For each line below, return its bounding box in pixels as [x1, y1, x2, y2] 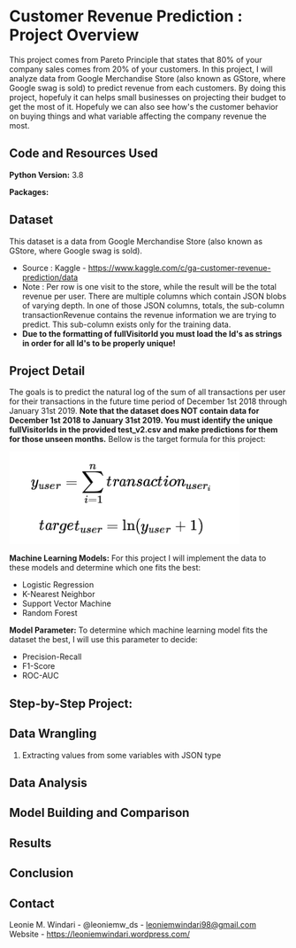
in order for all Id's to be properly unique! [21, 338, 176, 348]
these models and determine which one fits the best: [9, 563, 201, 573]
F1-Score [21, 661, 56, 672]
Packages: [9, 186, 49, 197]
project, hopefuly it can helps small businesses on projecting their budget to [9, 91, 286, 103]
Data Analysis [9, 775, 88, 790]
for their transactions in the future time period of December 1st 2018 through [9, 396, 287, 407]
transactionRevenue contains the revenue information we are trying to [21, 309, 277, 320]
